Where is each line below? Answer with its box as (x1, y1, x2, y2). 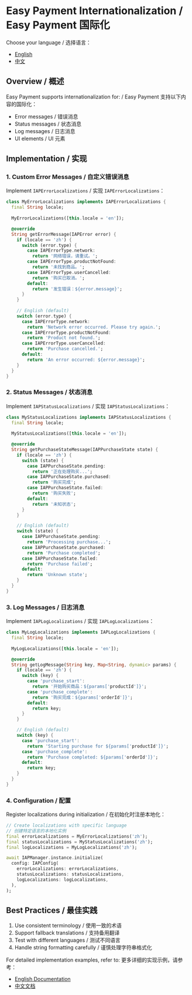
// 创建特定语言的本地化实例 (6, 828, 67, 834)
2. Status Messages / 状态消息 (6, 388, 93, 397)
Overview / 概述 (6, 76, 64, 86)
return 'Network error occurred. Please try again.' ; (27, 324, 161, 330)
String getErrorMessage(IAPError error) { (11, 231, 116, 237)
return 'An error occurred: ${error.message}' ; (27, 357, 145, 363)
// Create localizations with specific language (6, 823, 127, 828)
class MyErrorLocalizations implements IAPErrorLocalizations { (6, 199, 166, 205)
